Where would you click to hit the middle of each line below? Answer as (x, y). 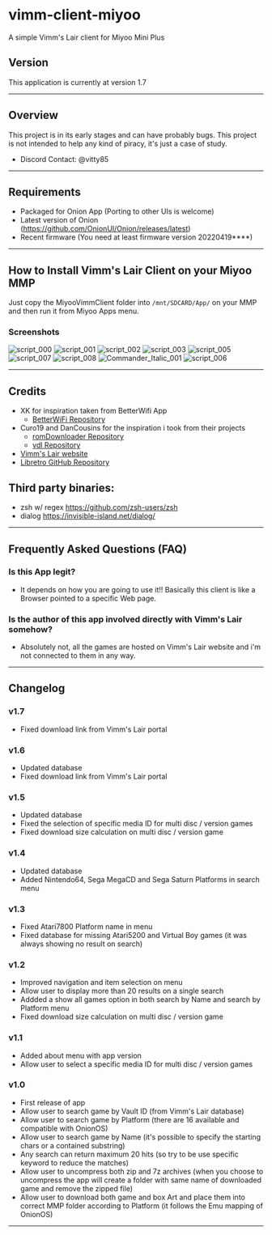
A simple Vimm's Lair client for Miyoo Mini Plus (87, 37)
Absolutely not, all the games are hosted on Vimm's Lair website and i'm (140, 647)
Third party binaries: (62, 488)
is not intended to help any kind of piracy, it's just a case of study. (118, 143)
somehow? (30, 629)
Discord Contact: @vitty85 (64, 159)
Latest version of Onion (59, 220)
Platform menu (45, 1008)
